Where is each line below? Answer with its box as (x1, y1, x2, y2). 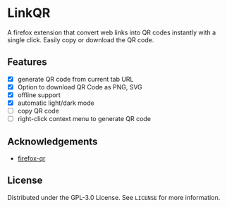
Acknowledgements (7, 135, 98, 147)
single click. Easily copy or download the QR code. (7, 35, 154, 44)
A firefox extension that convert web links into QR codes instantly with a (7, 28, 216, 37)
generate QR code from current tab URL (17, 75, 134, 83)
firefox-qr (17, 153, 46, 163)
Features (7, 56, 47, 68)
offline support (17, 90, 61, 99)
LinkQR (7, 5, 51, 21)
